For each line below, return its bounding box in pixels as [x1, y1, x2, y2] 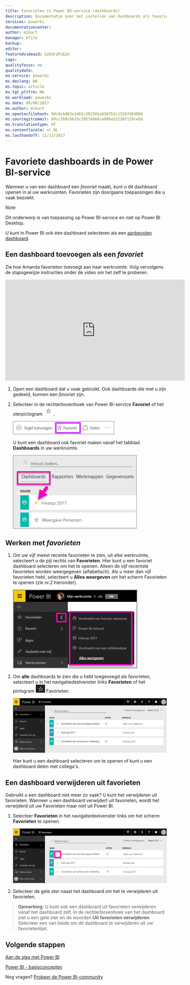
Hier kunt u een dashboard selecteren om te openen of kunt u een [12, 758, 153, 764]
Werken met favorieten [5, 538, 81, 547]
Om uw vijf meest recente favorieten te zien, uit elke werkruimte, [12, 552, 150, 558]
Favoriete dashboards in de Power [5, 156, 154, 167]
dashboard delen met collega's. [12, 763, 80, 770]
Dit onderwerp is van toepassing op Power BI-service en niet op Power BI [5, 214, 160, 220]
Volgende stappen [5, 940, 66, 949]
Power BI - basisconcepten [5, 964, 62, 970]
